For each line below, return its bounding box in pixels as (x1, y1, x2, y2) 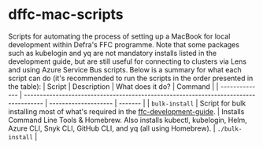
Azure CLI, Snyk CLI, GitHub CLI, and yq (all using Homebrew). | (8, 124, 216, 133)
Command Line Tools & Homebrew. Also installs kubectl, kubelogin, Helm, (8, 115, 248, 124)
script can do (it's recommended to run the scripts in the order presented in (8, 73, 254, 83)
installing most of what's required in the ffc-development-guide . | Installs (8, 106, 245, 116)
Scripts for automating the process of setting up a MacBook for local (8, 31, 231, 41)
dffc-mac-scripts (8, 6, 124, 24)
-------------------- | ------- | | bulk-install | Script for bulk (49, 98, 246, 108)
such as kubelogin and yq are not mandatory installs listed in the (8, 48, 217, 57)
